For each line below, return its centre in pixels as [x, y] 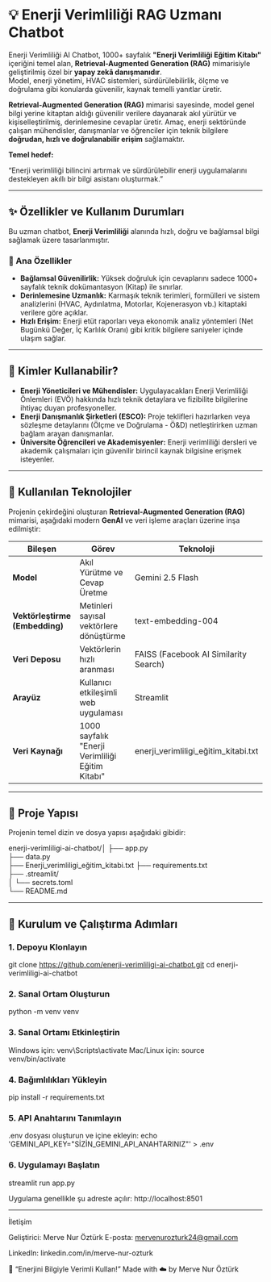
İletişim [20, 1221]
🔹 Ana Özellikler [40, 261]
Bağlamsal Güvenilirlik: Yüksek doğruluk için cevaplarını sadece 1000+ [139, 278]
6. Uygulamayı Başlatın [54, 1165]
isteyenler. [37, 459]
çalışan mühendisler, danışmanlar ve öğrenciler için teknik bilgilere [119, 130]
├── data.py [29, 857]
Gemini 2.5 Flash [167, 577]
